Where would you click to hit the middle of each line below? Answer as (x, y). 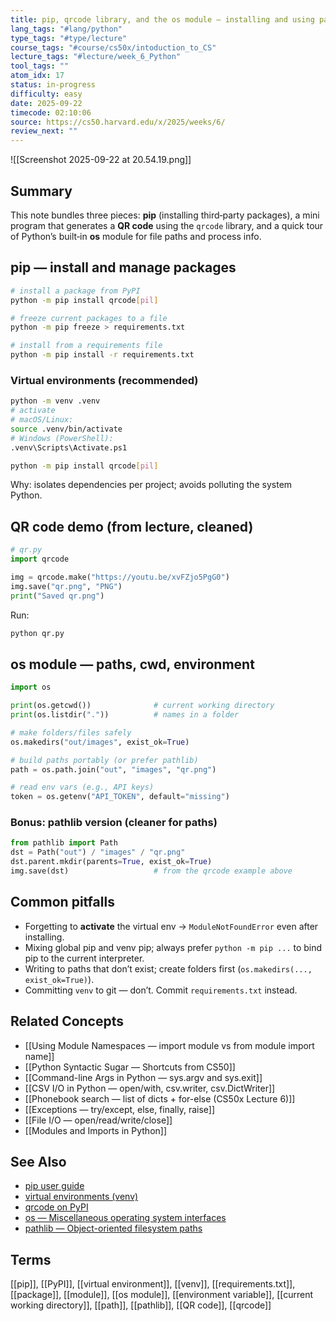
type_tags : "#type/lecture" (69, 38)
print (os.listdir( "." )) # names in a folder (125, 715)
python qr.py (37, 633)
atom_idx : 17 (37, 76)
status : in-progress (53, 85)
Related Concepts (67, 1021)
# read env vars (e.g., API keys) (82, 787)
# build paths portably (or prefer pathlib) (104, 760)
